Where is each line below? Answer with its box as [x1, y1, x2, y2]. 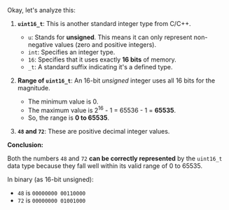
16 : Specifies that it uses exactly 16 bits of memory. [27, 55, 176, 64]
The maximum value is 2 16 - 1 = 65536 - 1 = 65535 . [27, 105, 176, 114]
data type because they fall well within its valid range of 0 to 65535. [7, 161, 203, 170]
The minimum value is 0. [27, 97, 99, 106]
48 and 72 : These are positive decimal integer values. [17, 127, 170, 135]
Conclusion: [7, 140, 44, 149]
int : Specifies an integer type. [27, 48, 116, 56]
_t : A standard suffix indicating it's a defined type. [27, 63, 173, 71]
